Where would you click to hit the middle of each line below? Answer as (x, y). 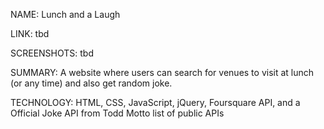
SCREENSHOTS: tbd (52, 53)
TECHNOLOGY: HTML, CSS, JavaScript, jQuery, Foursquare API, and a (155, 102)
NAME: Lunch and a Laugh (65, 14)
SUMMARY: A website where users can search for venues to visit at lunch (162, 72)
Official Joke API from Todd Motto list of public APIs (117, 113)
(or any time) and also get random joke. (91, 83)
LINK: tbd (30, 33)
